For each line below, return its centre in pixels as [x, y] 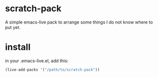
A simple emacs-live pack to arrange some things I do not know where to [79, 22]
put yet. [13, 27]
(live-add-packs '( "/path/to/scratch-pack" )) [52, 70]
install [18, 47]
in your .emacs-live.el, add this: [37, 61]
